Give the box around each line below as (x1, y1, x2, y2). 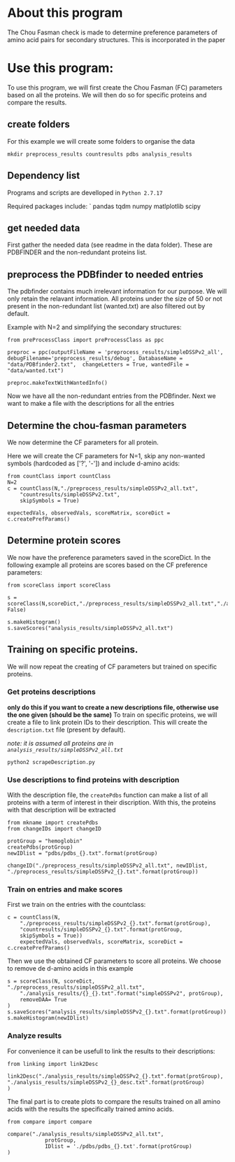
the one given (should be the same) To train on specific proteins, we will (7, 710, 218, 719)
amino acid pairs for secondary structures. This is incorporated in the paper (7, 35, 226, 43)
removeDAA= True (20, 997, 68, 1004)
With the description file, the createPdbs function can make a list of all (7, 791, 208, 800)
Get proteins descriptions (7, 687, 96, 697)
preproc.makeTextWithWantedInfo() (7, 380, 108, 387)
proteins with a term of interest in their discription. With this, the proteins (7, 798, 216, 807)
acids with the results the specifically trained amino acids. (7, 1105, 175, 1113)
